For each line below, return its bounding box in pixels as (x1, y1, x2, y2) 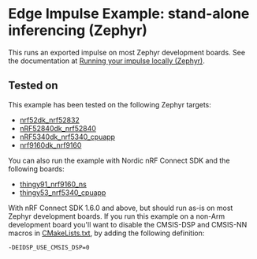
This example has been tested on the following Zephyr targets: (8, 99, 211, 109)
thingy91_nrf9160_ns (19, 179, 87, 189)
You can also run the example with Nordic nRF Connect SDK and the (8, 156, 230, 165)
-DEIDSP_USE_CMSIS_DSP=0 (8, 243, 90, 251)
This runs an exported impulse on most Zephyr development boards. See (8, 47, 246, 57)
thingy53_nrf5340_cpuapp (19, 187, 106, 197)
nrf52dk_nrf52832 (19, 115, 80, 125)
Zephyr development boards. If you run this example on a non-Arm (8, 211, 225, 221)
